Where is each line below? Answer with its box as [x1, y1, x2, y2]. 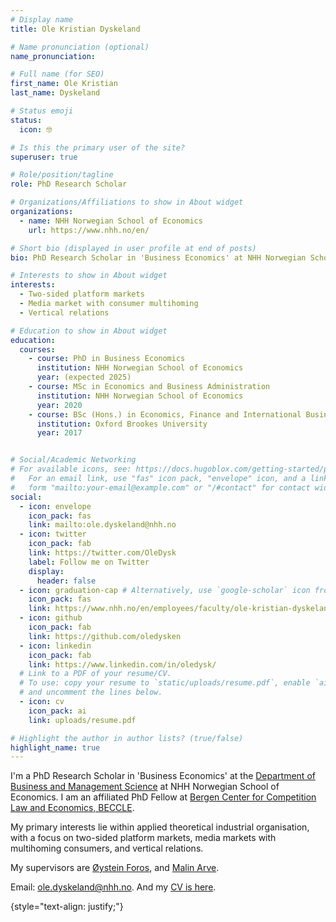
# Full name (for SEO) [10, 69, 105, 80]
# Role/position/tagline [10, 170, 114, 180]
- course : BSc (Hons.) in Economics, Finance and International [28, 409, 302, 420]
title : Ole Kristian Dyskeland [10, 24, 141, 34]
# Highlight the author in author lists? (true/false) [10, 733, 244, 743]
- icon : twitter [19, 529, 87, 540]
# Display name [10, 14, 74, 25]
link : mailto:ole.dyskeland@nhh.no [28, 520, 177, 530]
